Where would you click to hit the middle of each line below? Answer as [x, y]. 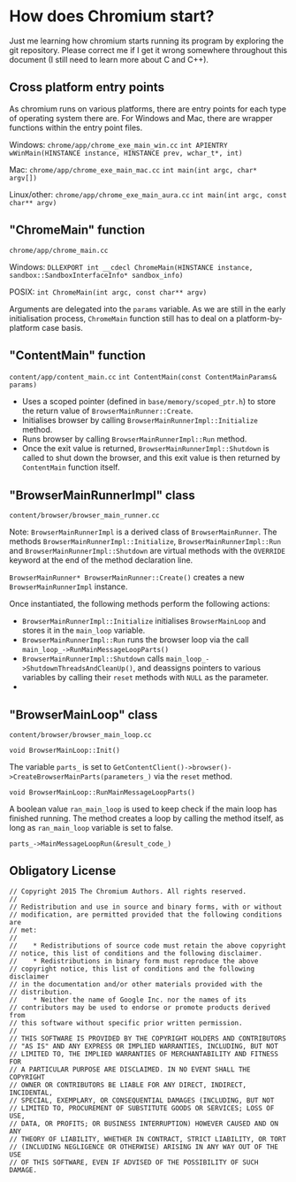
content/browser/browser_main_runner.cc [85, 516]
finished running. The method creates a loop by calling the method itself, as [147, 818]
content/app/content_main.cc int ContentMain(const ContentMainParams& [143, 378]
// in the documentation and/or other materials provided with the [136, 984]
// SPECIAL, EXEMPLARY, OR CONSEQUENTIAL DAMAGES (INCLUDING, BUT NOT [142, 1100]
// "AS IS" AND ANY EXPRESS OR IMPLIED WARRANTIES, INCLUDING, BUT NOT [144, 1046]
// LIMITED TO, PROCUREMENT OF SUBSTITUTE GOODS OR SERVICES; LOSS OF [142, 1108]
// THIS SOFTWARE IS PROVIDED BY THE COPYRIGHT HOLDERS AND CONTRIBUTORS [148, 1038]
